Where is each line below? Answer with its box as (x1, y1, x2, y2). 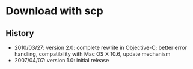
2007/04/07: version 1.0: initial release (14, 57, 109, 64)
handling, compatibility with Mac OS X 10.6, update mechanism (14, 50, 171, 58)
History (5, 28, 34, 38)
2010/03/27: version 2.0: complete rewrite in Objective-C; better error (14, 44, 188, 51)
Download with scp (5, 4, 103, 18)
